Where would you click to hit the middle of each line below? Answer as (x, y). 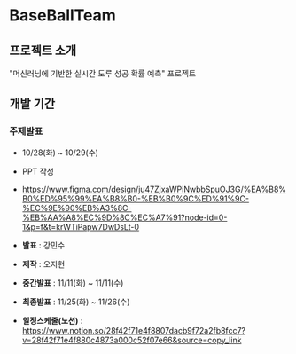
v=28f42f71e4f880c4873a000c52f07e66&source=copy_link (132, 340)
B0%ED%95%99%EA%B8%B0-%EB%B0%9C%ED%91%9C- (136, 198)
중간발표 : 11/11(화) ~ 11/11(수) (73, 283)
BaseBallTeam (63, 16)
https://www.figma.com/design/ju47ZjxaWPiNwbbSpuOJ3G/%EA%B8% (154, 189)
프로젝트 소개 (43, 50)
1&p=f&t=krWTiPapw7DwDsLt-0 (81, 226)
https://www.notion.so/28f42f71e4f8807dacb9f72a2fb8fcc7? (134, 330)
